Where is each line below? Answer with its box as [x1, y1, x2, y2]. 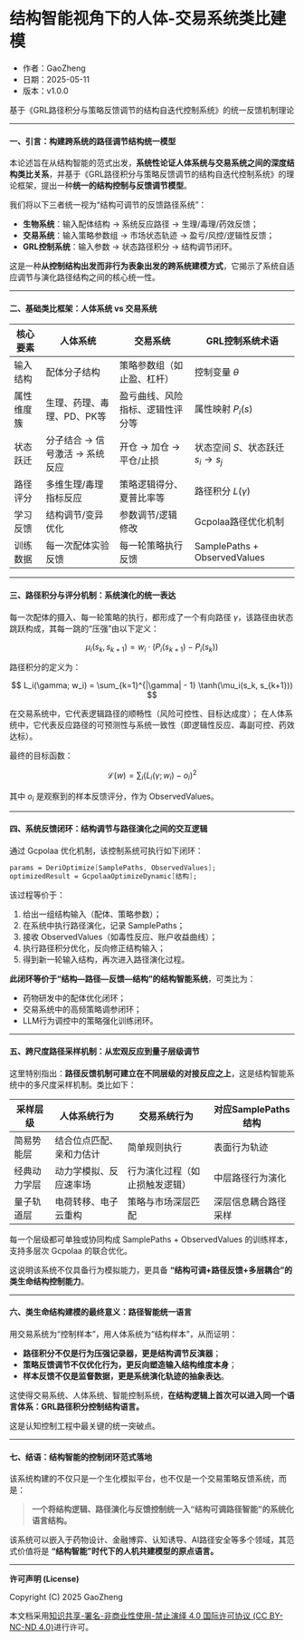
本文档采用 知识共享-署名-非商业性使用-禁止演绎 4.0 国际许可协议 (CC [9, 1610, 268, 1621]
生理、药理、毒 [45, 396, 110, 409]
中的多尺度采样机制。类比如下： [16, 1079, 137, 1090]
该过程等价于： [9, 889, 65, 900]
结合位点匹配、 [54, 1134, 119, 1147]
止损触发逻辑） [127, 1178, 192, 1190]
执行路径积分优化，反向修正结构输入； [22, 942, 166, 953]
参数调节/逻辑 [119, 509, 178, 521]
